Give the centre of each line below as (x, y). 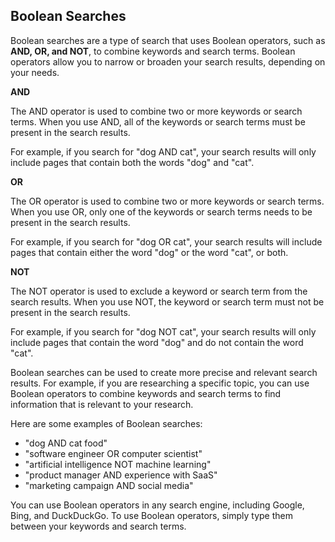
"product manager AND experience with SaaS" (121, 475)
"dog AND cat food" (66, 443)
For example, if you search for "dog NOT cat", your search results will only (163, 331)
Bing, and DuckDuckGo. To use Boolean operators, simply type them (151, 515)
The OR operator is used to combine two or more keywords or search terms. (167, 201)
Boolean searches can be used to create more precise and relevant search (164, 372)
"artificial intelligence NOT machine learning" (118, 464)
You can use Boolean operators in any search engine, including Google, (157, 505)
